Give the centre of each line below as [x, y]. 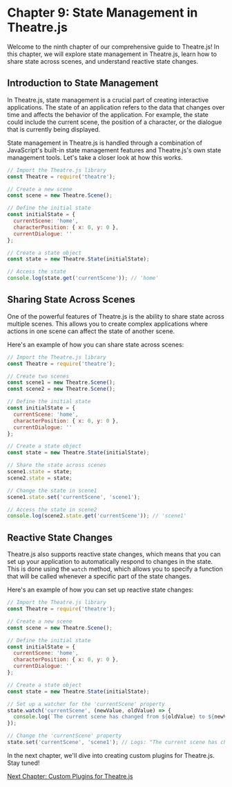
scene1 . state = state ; [40, 472]
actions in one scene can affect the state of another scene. [91, 331]
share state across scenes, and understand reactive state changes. [103, 61]
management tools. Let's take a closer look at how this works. [95, 157]
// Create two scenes [38, 376]
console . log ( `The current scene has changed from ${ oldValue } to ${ [114, 717]
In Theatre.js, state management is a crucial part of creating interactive [108, 100]
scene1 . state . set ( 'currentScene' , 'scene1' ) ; [74, 497]
